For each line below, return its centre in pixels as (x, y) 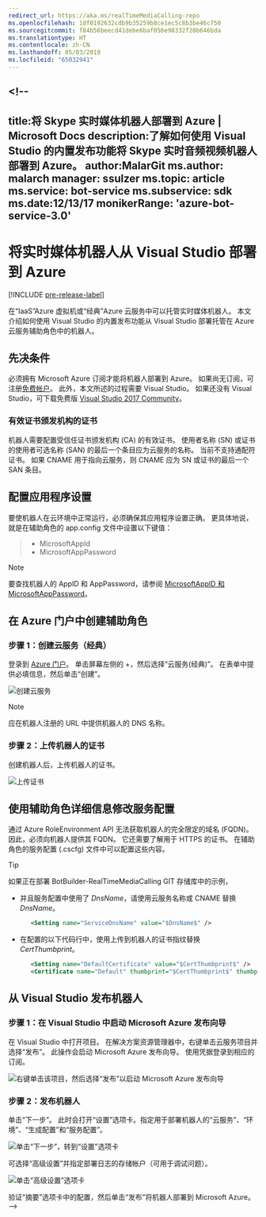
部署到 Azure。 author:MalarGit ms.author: (116, 165)
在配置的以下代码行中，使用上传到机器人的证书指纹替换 (110, 939)
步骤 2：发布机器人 (44, 1101)
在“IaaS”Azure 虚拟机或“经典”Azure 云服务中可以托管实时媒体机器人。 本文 (130, 311)
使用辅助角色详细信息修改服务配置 (91, 809)
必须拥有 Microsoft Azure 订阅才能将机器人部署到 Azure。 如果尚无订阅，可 (131, 378)
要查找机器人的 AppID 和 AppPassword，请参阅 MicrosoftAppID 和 (117, 583)
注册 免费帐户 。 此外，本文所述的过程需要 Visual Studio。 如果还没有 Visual (130, 389)
